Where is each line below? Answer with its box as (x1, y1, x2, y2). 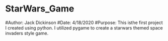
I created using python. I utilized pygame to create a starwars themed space (5, 24, 163, 30)
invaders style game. (5, 30, 49, 36)
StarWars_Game (5, 3, 74, 14)
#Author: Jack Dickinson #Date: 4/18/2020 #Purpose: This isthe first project (5, 19, 163, 25)
